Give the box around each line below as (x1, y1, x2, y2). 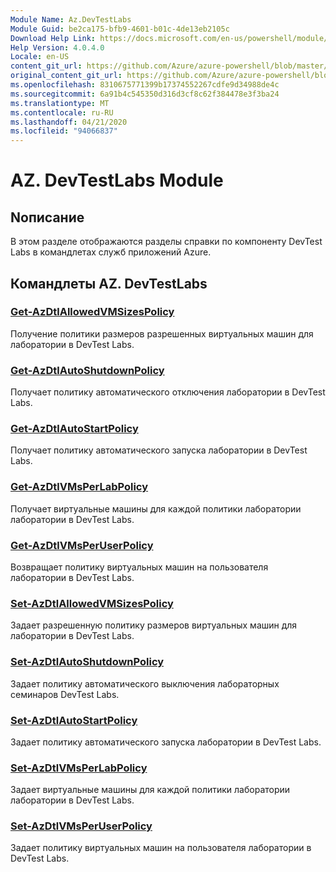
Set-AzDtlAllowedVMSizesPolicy (10, 596, 174, 610)
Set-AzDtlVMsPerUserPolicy (10, 819, 153, 833)
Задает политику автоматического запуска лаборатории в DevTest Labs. (10, 736, 322, 748)
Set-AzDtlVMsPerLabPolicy (10, 761, 148, 775)
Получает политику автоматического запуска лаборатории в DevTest (10, 444, 308, 456)
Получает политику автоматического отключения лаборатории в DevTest (10, 386, 326, 398)
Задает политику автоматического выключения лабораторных (10, 677, 280, 690)
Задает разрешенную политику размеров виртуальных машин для (10, 619, 298, 631)
